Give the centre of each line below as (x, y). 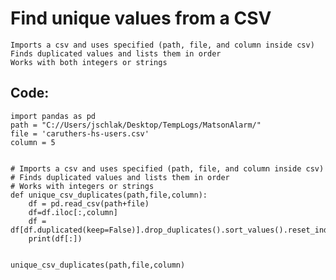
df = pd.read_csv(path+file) (89, 203)
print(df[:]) (55, 238)
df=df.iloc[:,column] (73, 212)
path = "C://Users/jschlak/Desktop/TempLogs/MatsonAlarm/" (136, 125)
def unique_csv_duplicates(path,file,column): (109, 195)
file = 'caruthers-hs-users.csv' (80, 133)
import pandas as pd (53, 116)
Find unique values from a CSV (141, 18)
